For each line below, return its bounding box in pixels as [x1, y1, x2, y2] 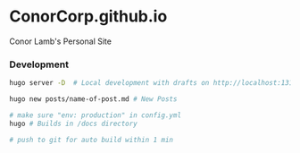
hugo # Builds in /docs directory [9, 119, 138, 128]
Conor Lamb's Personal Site [9, 36, 112, 47]
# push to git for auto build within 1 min [9, 135, 174, 144]
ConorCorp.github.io [9, 6, 168, 27]
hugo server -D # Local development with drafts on [9, 79, 210, 88]
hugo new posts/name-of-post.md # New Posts [9, 95, 178, 104]
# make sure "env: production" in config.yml [9, 110, 181, 120]
